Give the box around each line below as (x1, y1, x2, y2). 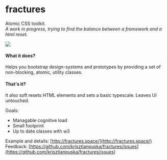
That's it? (5, 81, 26, 87)
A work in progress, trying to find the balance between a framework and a (5, 25, 162, 32)
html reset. (5, 31, 28, 37)
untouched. (5, 98, 30, 104)
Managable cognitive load (12, 117, 67, 123)
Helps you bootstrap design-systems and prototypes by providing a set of (5, 64, 161, 70)
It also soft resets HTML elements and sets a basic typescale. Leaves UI (5, 92, 157, 98)
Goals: (5, 108, 19, 114)
